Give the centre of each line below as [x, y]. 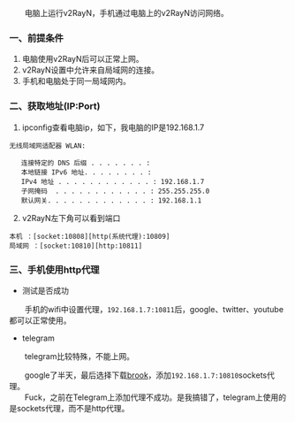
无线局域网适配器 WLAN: [48, 146]
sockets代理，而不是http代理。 [73, 408]
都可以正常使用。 [40, 320]
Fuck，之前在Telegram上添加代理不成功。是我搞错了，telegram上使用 [152, 397]
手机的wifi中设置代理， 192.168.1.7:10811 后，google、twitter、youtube [155, 309]
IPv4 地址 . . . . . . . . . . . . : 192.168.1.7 [113, 181]
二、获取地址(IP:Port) [55, 106]
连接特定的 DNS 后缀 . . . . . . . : [86, 163]
